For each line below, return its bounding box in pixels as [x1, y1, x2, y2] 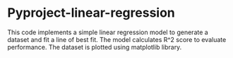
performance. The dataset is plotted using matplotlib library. [7, 43, 182, 51]
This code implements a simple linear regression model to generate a [7, 28, 208, 36]
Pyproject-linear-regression [7, 5, 175, 21]
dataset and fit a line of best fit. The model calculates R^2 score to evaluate [7, 35, 227, 43]
